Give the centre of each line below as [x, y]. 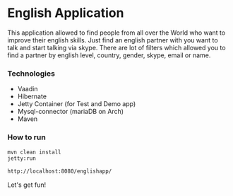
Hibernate [32, 96]
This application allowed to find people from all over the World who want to [116, 33]
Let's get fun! [27, 185]
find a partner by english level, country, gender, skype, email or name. [109, 55]
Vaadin [28, 89]
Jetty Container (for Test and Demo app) [77, 104]
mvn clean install [34, 152]
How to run [26, 137]
